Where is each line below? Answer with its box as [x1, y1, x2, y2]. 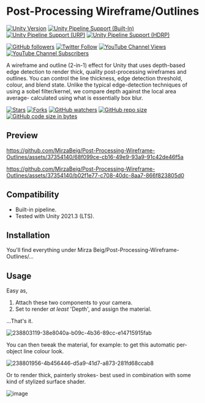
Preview [6, 130, 39, 141]
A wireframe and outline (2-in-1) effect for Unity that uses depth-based [6, 61, 185, 69]
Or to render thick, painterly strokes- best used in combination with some [6, 372, 192, 379]
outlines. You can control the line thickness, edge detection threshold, [6, 74, 182, 82]
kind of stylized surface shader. [6, 378, 86, 385]
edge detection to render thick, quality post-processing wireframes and [6, 68, 187, 75]
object [6, 348, 23, 355]
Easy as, [6, 287, 28, 294]
